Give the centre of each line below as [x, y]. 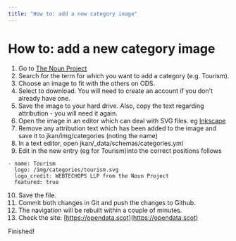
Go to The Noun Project [52, 68]
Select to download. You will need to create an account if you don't [116, 91]
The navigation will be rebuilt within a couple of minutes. [100, 210]
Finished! [21, 231]
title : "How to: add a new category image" [73, 14]
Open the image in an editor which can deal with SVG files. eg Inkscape [122, 121]
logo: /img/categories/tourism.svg [67, 170]
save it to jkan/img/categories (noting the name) [88, 135]
